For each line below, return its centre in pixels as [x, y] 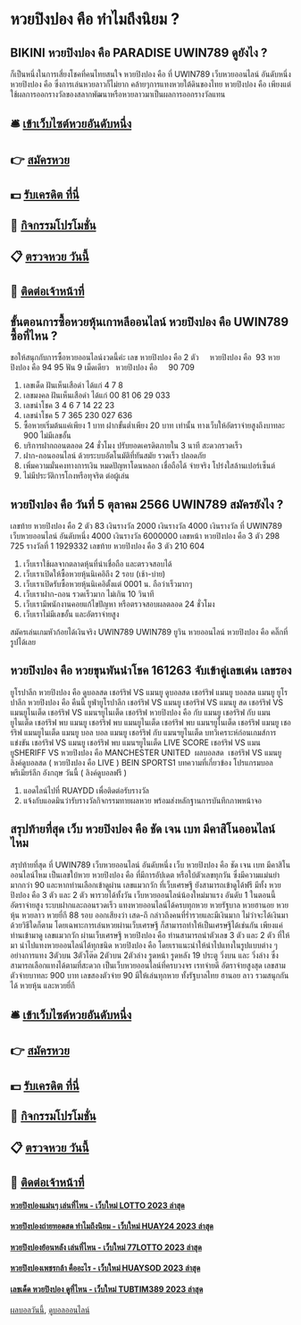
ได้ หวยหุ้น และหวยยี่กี [42, 985]
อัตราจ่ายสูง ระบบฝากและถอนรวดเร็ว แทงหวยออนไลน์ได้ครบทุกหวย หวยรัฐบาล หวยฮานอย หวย [150, 905]
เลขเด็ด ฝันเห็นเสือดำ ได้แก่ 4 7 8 [73, 385]
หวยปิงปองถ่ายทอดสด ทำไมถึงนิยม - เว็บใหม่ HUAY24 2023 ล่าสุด [112, 1226]
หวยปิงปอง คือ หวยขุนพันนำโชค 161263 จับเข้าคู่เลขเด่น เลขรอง [151, 671]
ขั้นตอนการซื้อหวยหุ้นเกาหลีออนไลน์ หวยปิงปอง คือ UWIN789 [150, 322]
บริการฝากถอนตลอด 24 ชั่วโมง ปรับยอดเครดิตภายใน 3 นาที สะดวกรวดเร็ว [133, 446]
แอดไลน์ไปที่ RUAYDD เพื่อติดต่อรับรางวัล [86, 790]
